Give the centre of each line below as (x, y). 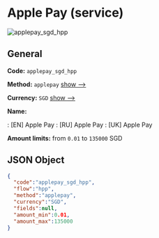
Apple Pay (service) (66, 13)
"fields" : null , (36, 208)
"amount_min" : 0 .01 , (42, 215)
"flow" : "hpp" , (34, 189)
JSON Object (36, 160)
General (25, 54)
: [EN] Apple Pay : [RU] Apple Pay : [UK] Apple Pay (80, 125)
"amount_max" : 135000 (43, 221)
